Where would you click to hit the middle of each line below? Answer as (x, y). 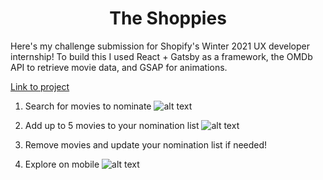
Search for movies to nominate (88, 106)
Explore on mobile (62, 164)
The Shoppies (168, 18)
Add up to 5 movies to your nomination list (112, 125)
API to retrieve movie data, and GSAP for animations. (119, 67)
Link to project (40, 86)
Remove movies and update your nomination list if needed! (146, 144)
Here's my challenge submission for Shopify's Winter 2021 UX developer (160, 46)
